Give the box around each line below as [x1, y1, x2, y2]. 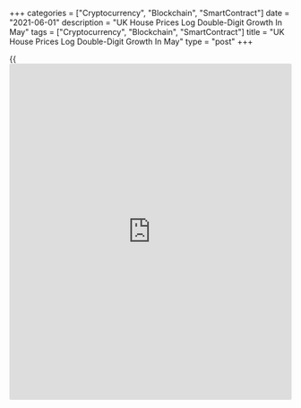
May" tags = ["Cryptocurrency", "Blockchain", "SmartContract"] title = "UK [9, 27, 285, 37]
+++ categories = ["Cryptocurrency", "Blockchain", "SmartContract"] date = [9, 8, 290, 18]
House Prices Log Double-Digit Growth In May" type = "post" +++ [9, 36, 254, 47]
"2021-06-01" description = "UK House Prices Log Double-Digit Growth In [9, 17, 282, 28]
